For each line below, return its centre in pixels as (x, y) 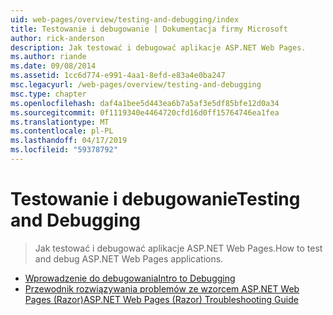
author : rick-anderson (57, 38)
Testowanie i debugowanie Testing (155, 199)
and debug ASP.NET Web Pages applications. (129, 258)
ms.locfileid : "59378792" (64, 150)
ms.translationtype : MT (60, 122)
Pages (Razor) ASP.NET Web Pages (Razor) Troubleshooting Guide (161, 299)
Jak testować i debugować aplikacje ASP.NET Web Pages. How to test (178, 248)
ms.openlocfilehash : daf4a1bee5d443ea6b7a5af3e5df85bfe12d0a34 (145, 103)
